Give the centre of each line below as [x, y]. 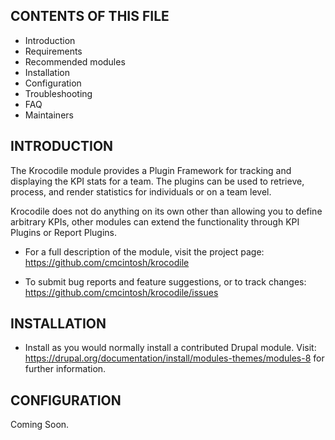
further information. [65, 369]
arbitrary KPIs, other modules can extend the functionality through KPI [155, 221]
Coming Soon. [40, 425]
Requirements [53, 51]
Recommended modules [75, 61]
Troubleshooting [58, 93]
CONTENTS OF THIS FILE [90, 16]
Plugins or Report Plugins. [64, 232]
